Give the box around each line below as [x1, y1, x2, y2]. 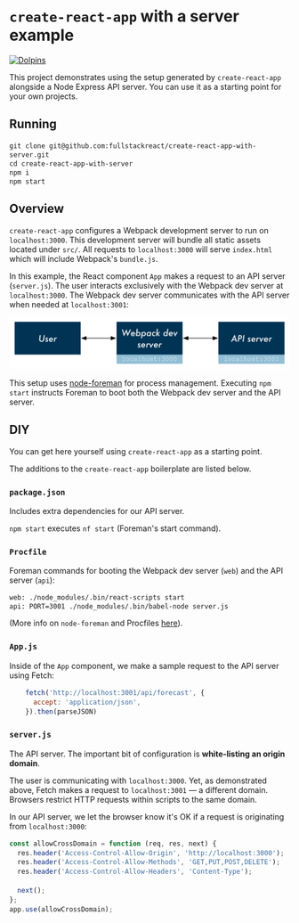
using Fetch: [9, 670, 55, 681]
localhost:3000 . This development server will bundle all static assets [9, 234, 261, 245]
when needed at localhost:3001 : [9, 298, 129, 309]
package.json [9, 487, 66, 497]
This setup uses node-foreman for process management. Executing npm [9, 378, 271, 388]
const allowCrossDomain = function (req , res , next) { [9, 839, 217, 848]
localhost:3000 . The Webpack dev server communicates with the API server [9, 290, 290, 300]
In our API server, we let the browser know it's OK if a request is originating [9, 811, 285, 821]
